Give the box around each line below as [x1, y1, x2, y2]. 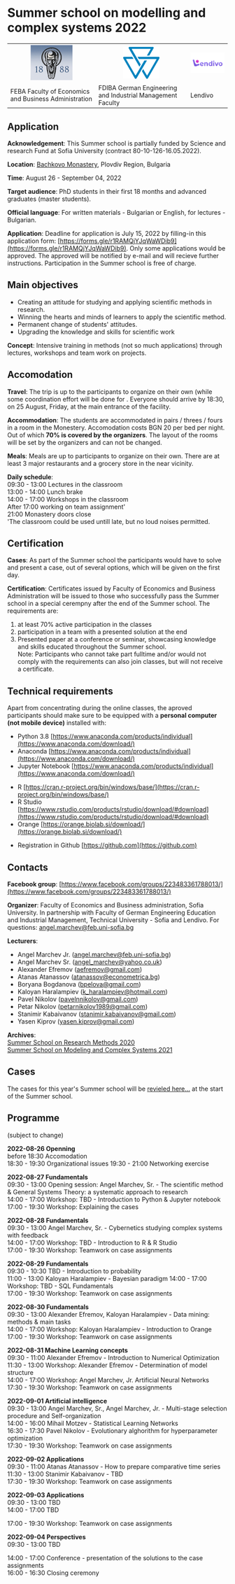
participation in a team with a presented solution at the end [17, 628, 187, 636]
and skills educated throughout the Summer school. [17, 642, 166, 651]
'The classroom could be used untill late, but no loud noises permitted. [7, 517, 211, 525]
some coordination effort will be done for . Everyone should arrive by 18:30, [7, 395, 225, 403]
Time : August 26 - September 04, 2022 [7, 174, 122, 182]
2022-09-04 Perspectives [7, 1532, 86, 1541]
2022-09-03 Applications [7, 1490, 85, 1499]
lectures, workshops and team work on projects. [7, 348, 147, 357]
